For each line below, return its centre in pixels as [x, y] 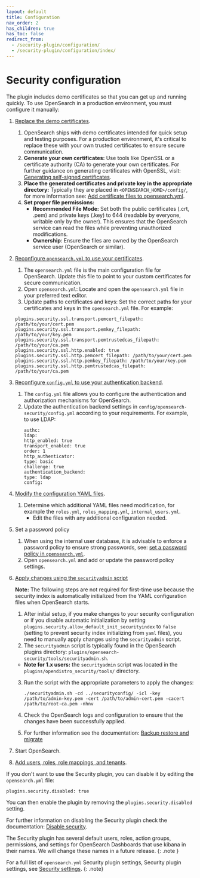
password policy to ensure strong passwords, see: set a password [105, 547]
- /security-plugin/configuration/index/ [64, 51]
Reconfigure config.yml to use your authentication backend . [89, 382]
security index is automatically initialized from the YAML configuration [101, 595]
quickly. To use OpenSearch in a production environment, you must [89, 103]
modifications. [50, 234]
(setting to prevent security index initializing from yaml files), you [103, 633]
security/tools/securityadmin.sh [65, 658]
